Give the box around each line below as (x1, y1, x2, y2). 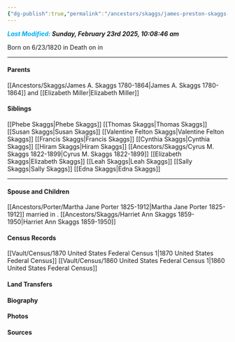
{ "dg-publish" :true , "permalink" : (7, 10, 105, 17)
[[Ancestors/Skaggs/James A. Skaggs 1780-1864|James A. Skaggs (7, 81, 201, 90)
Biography (7, 296, 38, 304)
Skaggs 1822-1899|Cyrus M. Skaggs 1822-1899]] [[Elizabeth (7, 150, 182, 158)
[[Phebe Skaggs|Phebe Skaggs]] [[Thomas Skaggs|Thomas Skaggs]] (7, 120, 208, 129)
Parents (7, 66, 31, 74)
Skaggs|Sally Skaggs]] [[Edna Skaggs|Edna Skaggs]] (7, 165, 161, 173)
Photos (7, 312, 29, 320)
